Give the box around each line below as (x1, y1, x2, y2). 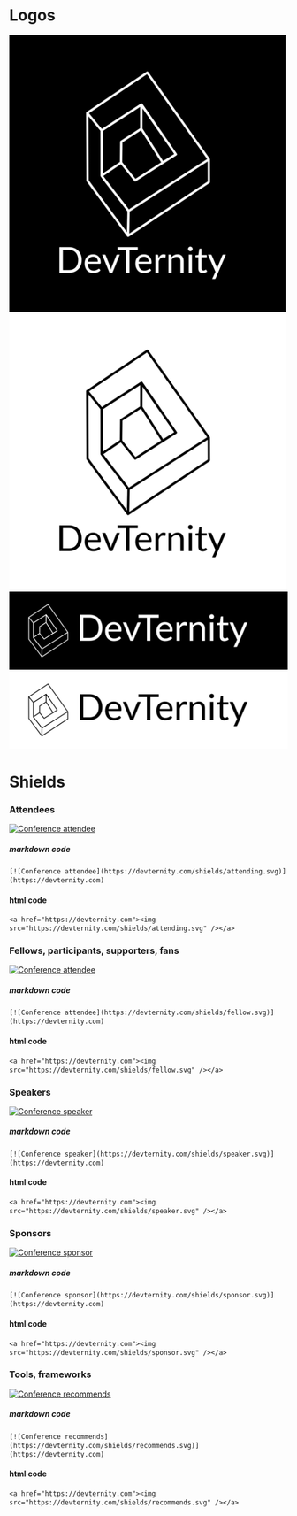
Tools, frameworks (9, 1368, 92, 1381)
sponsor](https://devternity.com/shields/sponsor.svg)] (65, 1291, 275, 1300)
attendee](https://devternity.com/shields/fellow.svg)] (65, 1008, 275, 1018)
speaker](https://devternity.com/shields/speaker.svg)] (65, 1150, 275, 1158)
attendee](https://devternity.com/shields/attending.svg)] (65, 866, 287, 876)
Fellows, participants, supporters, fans (9, 944, 179, 957)
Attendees (9, 803, 56, 815)
